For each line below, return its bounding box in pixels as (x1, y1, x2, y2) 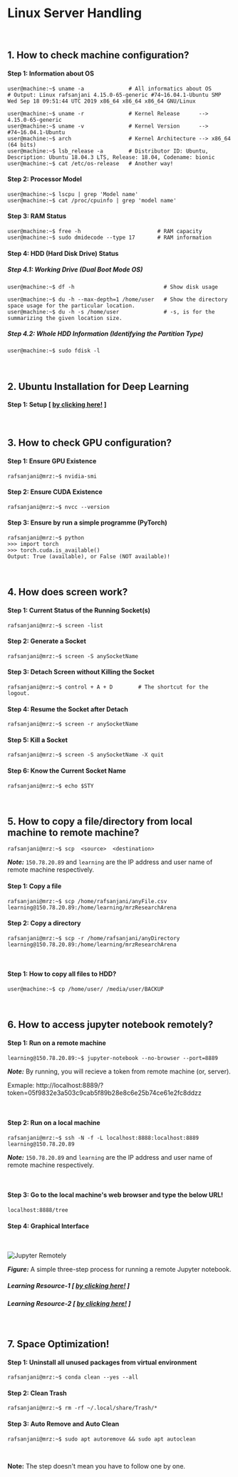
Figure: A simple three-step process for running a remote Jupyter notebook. (7, 1265, 232, 1274)
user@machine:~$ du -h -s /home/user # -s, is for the (7, 308, 215, 315)
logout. (7, 690, 31, 697)
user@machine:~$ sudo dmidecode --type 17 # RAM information (7, 234, 212, 241)
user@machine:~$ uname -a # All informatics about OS (7, 85, 212, 92)
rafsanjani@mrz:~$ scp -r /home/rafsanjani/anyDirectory (7, 935, 180, 942)
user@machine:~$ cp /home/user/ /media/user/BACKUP (7, 986, 164, 993)
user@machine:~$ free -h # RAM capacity (7, 227, 202, 235)
